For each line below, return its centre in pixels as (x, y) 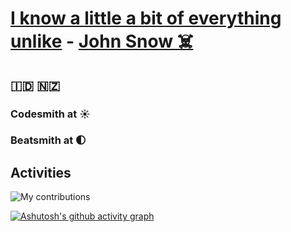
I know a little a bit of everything (146, 18)
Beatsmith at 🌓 (48, 140)
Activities (41, 172)
